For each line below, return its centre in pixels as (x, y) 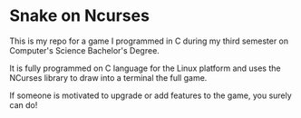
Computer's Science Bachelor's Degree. (85, 50)
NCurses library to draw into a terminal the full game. (108, 77)
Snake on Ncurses (79, 16)
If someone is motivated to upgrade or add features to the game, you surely (150, 95)
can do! (24, 104)
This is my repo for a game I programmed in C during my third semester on (149, 41)
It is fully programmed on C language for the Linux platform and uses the (145, 68)
